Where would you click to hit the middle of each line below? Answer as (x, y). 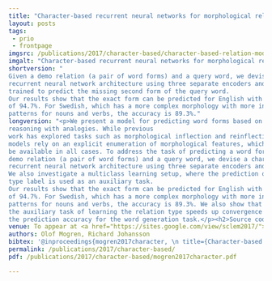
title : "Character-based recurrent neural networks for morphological (130, 16)
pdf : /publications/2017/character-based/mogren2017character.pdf (123, 257)
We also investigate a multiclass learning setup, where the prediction (134, 174)
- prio (23, 38)
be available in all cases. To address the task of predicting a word (130, 151)
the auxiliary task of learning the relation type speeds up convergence (136, 211)
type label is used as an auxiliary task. (81, 182)
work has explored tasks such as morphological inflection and (117, 136)
